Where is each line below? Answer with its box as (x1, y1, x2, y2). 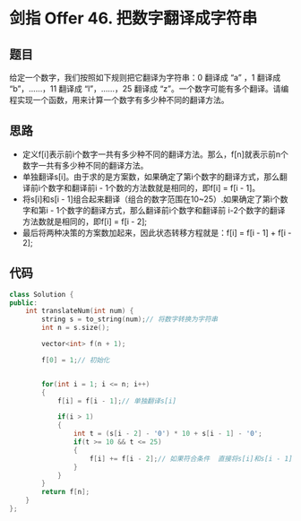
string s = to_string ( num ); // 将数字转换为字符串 (41, 315, 218, 324)
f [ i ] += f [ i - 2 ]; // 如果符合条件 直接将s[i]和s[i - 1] (89, 454, 293, 463)
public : (9, 298, 39, 308)
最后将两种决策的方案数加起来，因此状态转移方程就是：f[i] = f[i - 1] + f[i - (21, 227, 292, 238)
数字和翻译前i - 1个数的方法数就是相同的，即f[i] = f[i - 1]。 (47, 182, 261, 193)
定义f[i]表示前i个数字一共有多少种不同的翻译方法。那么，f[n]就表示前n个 (21, 149, 288, 160)
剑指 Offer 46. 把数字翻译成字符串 (9, 8, 258, 29)
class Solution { (9, 290, 74, 299)
